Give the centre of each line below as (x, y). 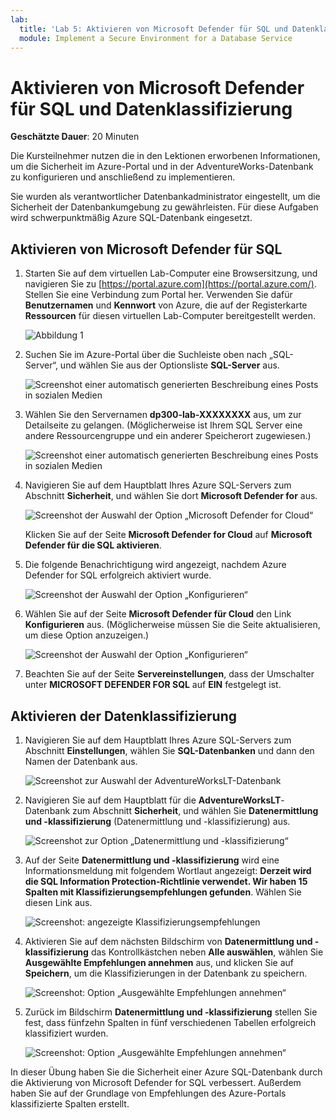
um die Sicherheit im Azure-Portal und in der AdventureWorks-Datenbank (162, 167)
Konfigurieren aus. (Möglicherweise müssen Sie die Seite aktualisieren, (172, 625)
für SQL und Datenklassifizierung (151, 108)
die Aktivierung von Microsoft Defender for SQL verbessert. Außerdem (156, 1082)
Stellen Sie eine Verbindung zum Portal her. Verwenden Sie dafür (158, 295)
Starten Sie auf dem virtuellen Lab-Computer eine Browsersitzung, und (171, 273)
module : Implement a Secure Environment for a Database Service (156, 38)
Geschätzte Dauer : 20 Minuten (75, 137)
